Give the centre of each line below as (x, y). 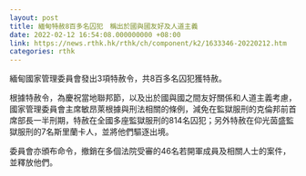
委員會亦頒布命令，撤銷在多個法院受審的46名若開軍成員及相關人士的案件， (150, 152)
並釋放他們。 (33, 162)
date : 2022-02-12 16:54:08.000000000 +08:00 (95, 34)
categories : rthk (42, 52)
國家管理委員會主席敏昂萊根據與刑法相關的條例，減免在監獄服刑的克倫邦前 (149, 109)
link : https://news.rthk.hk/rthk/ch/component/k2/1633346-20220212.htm (148, 43)
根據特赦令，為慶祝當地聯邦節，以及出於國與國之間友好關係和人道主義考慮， (153, 98)
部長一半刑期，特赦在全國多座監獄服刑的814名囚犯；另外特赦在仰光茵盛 (152, 121)
